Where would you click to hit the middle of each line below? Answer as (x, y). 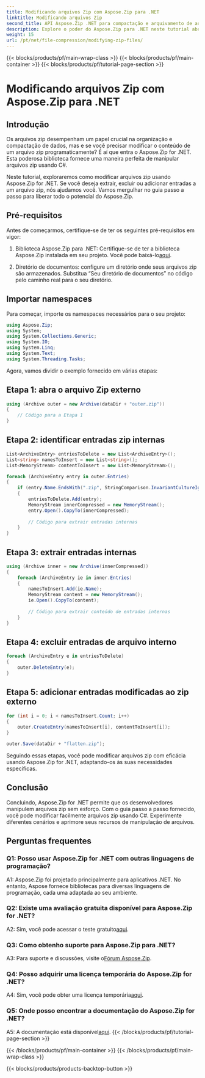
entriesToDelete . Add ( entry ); (65, 499)
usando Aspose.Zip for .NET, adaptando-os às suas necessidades (89, 762)
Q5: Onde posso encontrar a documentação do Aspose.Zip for (101, 1011)
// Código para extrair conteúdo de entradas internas (99, 611)
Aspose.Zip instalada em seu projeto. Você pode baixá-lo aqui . (93, 255)
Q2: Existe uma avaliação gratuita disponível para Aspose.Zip (99, 908)
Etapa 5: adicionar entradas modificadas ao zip (98, 692)
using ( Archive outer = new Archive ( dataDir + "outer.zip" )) (86, 404)
